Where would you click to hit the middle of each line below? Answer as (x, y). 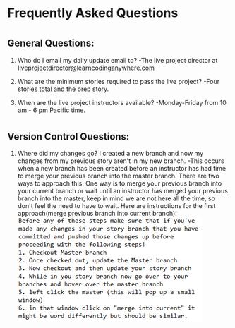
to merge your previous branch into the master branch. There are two (119, 176)
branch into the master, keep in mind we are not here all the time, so (116, 198)
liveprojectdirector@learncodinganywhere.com (86, 68)
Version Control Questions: (68, 136)
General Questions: (51, 43)
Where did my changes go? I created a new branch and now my (110, 154)
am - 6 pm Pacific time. (52, 110)
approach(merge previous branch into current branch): (97, 214)
